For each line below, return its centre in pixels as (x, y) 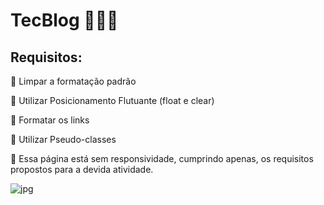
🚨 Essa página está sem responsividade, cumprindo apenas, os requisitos (162, 158)
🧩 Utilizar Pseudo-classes (63, 139)
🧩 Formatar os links (50, 120)
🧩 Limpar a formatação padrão (73, 81)
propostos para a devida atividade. (82, 169)
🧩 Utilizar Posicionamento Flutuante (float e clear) (112, 100)
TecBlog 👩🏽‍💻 (64, 20)
